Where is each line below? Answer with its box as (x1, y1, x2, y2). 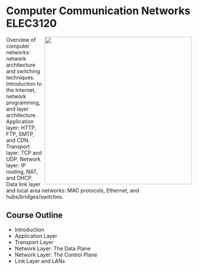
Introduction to (6, 80, 42, 87)
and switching (6, 67, 40, 74)
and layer (6, 105, 29, 112)
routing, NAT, (6, 168, 38, 175)
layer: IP (6, 161, 26, 169)
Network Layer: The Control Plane (14, 251, 97, 258)
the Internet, (6, 86, 37, 93)
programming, (6, 99, 41, 106)
